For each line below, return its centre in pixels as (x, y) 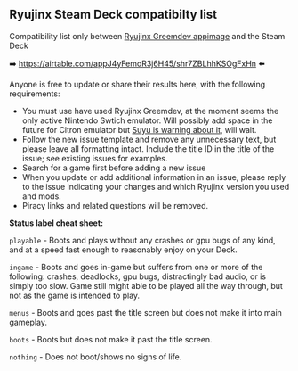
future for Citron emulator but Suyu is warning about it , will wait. (139, 129)
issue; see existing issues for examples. (95, 158)
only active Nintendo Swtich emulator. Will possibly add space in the (147, 120)
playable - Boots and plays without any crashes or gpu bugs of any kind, (142, 240)
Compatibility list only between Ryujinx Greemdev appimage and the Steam (147, 36)
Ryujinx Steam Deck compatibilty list (113, 15)
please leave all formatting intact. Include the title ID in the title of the (148, 148)
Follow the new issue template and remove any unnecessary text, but (149, 139)
